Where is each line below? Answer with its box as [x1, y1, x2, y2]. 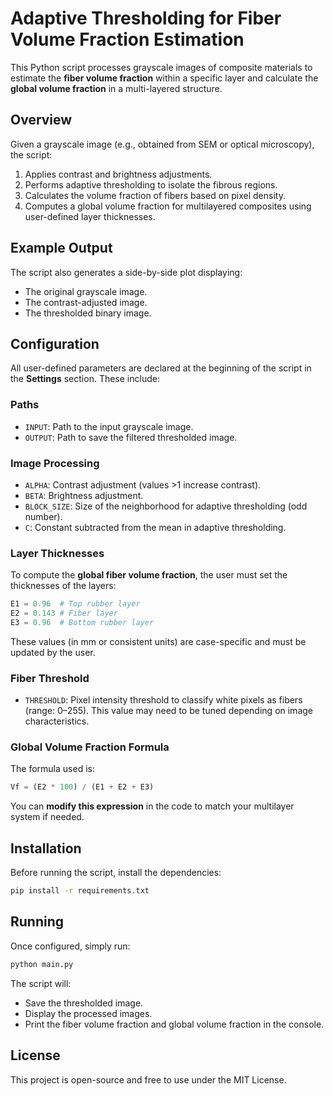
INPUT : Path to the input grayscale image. [24, 420, 194, 432]
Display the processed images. [24, 1007, 153, 1019]
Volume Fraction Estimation [10, 28, 245, 51]
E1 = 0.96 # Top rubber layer [10, 599, 141, 609]
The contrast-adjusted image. [24, 296, 148, 308]
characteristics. [24, 715, 90, 727]
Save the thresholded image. [24, 997, 144, 1009]
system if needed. [10, 811, 85, 823]
